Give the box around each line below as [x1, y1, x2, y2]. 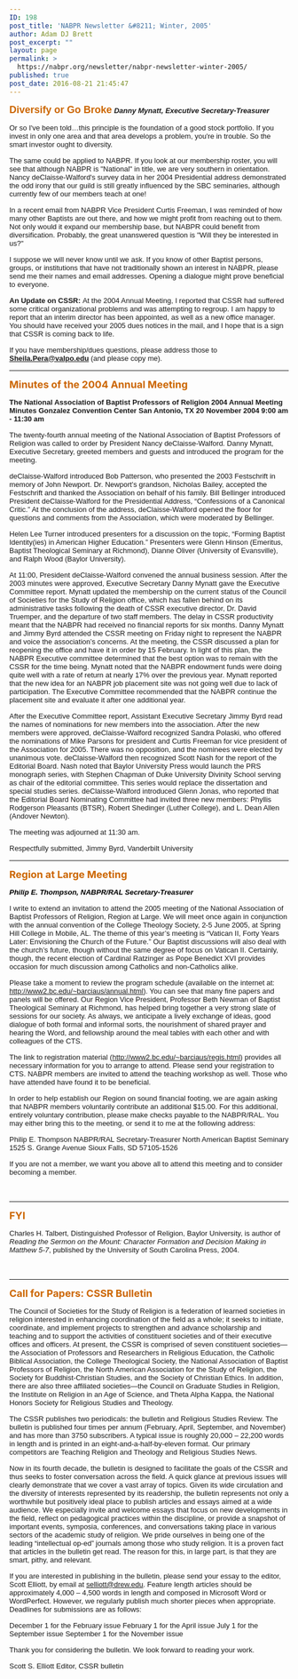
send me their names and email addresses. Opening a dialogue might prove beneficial [9, 271, 285, 281]
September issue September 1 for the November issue [9, 1628, 184, 1638]
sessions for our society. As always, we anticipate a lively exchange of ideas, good [9, 1011, 271, 1020]
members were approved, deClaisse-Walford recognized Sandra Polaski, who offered [9, 728, 281, 738]
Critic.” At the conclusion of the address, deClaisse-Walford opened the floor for [9, 504, 262, 514]
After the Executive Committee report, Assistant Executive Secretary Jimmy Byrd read [9, 711, 283, 721]
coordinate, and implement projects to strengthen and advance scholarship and [9, 1323, 262, 1332]
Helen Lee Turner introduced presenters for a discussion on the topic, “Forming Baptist [9, 529, 286, 539]
